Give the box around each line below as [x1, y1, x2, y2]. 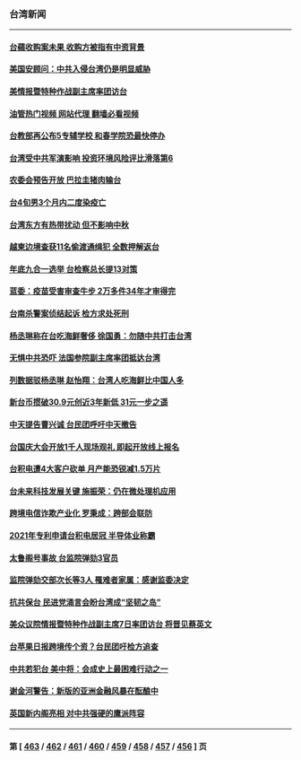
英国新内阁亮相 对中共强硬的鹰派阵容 [9, 707, 145, 719]
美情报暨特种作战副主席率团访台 [9, 86, 127, 97]
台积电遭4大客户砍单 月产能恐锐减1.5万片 [9, 464, 161, 475]
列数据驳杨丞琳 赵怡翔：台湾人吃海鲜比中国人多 [9, 374, 185, 385]
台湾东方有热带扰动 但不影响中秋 [9, 219, 130, 230]
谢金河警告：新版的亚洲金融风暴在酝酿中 [9, 686, 159, 696]
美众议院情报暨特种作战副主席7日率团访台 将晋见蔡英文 [9, 619, 212, 630]
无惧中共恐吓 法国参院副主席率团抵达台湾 [9, 353, 161, 363]
